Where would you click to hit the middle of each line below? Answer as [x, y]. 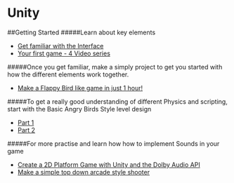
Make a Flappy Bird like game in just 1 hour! [80, 88]
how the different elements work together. [68, 74]
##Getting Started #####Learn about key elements [82, 32]
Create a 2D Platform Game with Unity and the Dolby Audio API [109, 164]
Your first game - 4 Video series [64, 53]
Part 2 [26, 130]
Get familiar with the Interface [60, 46]
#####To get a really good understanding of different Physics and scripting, [118, 101]
